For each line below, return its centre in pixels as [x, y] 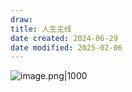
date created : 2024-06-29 [64, 38]
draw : [21, 19]
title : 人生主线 [41, 29]
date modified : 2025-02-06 [66, 47]
